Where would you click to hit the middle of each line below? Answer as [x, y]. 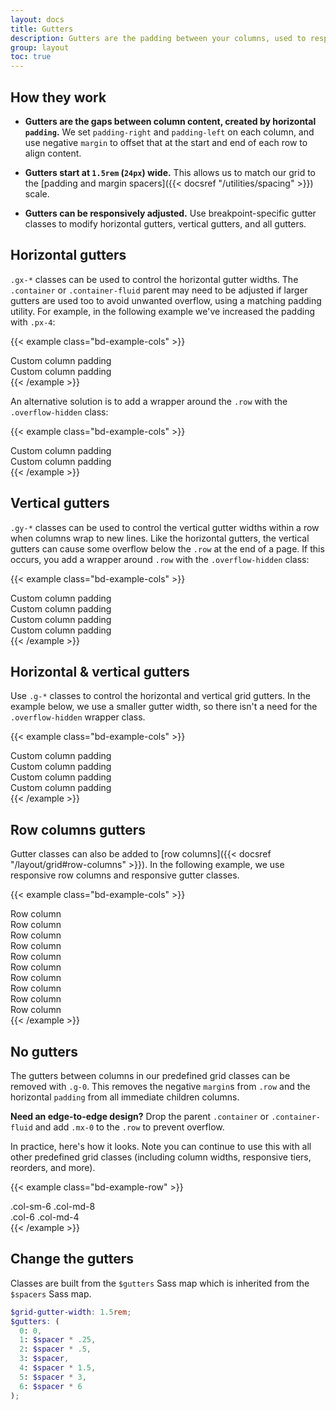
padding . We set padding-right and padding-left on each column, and [169, 132]
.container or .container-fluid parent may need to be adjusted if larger [159, 290]
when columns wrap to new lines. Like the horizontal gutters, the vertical [160, 538]
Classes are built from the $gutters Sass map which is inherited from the [160, 1283]
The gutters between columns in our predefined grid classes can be [150, 1075]
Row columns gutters [78, 829]
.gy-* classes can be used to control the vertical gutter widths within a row [165, 527]
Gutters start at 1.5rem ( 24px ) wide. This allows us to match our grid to [170, 172]
